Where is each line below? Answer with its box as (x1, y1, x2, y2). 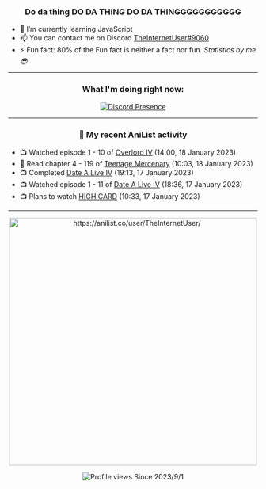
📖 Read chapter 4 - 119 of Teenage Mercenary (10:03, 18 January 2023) (19, 159, 253, 168)
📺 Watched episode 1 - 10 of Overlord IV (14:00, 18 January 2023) (19, 147, 236, 157)
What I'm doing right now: (82, 84, 184, 95)
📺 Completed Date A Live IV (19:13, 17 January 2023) (19, 167, 194, 177)
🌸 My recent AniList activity (78, 129, 188, 140)
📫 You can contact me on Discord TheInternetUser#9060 (19, 33, 210, 43)
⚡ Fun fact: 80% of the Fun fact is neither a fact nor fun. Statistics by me (19, 45, 256, 55)
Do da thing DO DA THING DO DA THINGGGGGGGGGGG (25, 6, 241, 17)
